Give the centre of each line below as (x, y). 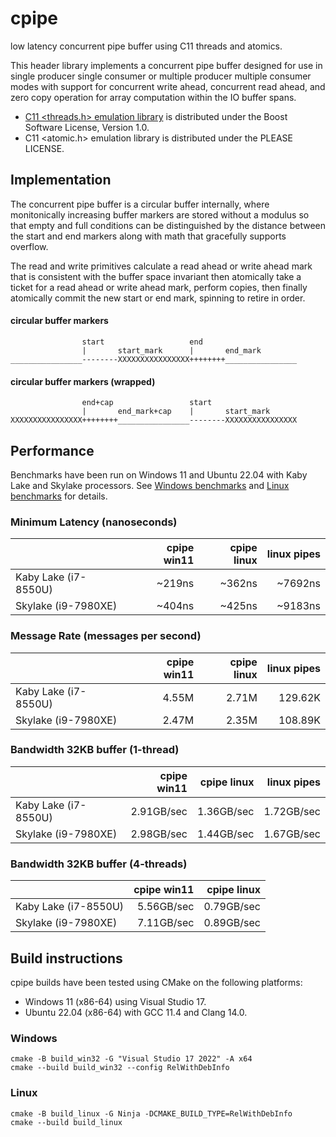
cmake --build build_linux (66, 1122)
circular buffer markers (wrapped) (83, 381)
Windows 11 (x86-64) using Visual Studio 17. (115, 1001)
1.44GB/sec (225, 834)
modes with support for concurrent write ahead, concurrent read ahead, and (168, 86)
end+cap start (147, 403)
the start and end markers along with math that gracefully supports (148, 236)
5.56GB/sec (165, 907)
